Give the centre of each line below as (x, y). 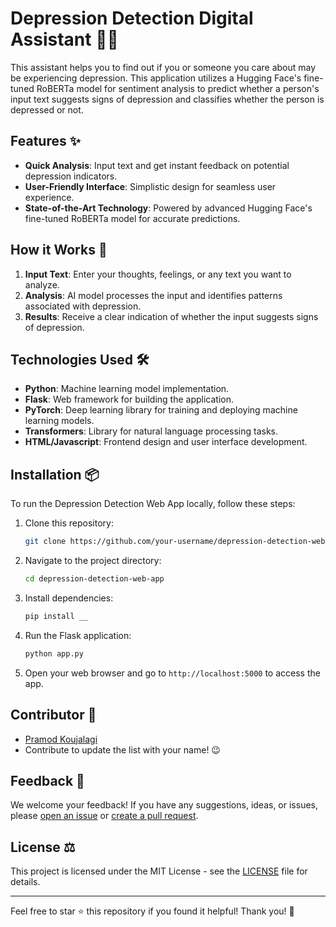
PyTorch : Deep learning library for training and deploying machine (161, 410)
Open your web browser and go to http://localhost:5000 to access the (172, 673)
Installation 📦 (55, 474)
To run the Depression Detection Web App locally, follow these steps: (153, 504)
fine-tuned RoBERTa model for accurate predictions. (132, 218)
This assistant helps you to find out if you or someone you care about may (163, 67)
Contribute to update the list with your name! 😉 (122, 749)
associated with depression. (83, 306)
